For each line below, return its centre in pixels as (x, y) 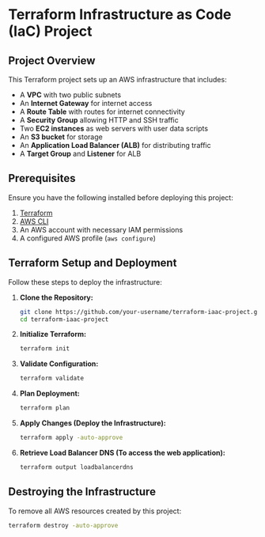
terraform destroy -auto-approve (63, 525)
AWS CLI (34, 221)
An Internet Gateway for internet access (86, 103)
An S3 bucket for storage (61, 137)
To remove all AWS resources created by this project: (95, 511)
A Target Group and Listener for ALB (80, 153)
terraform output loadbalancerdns (76, 467)
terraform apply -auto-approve (71, 437)
